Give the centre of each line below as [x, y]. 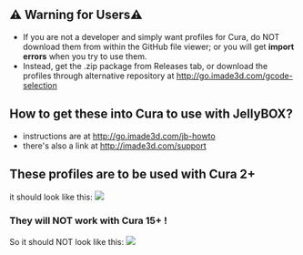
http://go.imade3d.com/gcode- [234, 76]
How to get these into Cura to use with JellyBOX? [151, 114]
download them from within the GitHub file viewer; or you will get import [158, 46]
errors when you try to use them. [85, 56]
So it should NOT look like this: [67, 241]
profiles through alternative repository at [98, 76]
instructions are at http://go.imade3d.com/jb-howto [119, 136]
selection [40, 85]
